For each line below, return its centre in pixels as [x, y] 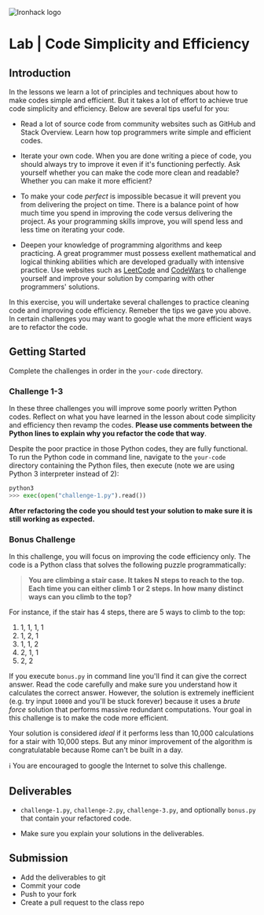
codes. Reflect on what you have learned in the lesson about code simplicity [132, 417]
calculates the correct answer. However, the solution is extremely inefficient [132, 693]
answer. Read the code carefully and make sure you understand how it [123, 684]
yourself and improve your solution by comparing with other [117, 278]
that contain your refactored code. [76, 818]
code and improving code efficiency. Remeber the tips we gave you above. [130, 310]
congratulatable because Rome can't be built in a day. [96, 750]
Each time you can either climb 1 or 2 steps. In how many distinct [136, 589]
